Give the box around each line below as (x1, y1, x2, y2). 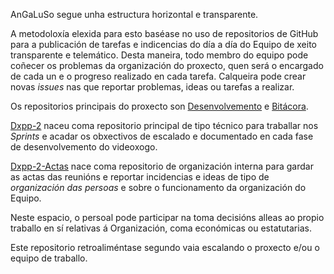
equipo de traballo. (10, 252, 88, 264)
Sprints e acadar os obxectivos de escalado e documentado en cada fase (10, 130, 314, 142)
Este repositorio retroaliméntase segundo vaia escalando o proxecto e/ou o (10, 242, 320, 253)
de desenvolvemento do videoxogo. (10, 141, 158, 153)
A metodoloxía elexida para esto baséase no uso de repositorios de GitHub (10, 28, 319, 39)
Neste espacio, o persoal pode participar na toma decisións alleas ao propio (10, 212, 325, 223)
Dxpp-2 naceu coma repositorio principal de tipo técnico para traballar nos (10, 120, 319, 131)
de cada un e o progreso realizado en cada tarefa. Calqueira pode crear (10, 70, 307, 82)
